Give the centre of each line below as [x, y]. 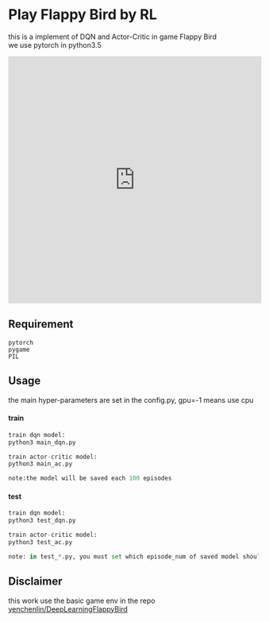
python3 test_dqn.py [42, 521]
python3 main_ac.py [40, 464]
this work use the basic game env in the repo [82, 601]
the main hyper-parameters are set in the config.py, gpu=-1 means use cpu [131, 400]
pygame [19, 350]
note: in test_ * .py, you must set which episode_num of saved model [124, 556]
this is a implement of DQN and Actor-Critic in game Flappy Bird [112, 37]
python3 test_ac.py [40, 542]
